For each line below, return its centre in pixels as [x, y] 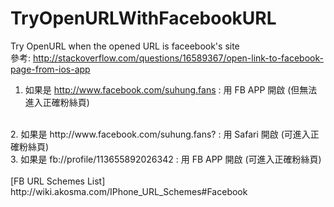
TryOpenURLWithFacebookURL [143, 18]
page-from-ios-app [50, 69]
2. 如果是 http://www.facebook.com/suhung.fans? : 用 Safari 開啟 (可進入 [160, 134]
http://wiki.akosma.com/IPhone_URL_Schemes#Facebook [129, 191]
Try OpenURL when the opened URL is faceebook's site [125, 46]
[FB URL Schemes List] [58, 181]
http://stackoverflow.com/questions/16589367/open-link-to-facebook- [178, 58]
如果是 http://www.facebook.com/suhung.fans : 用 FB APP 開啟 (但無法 [171, 89]
